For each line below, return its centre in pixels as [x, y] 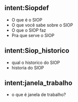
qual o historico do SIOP [36, 62]
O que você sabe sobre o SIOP [42, 25]
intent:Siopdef [27, 8]
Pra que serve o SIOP [33, 35]
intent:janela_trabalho [39, 83]
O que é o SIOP [27, 20]
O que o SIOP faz [29, 30]
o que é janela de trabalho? [39, 95]
